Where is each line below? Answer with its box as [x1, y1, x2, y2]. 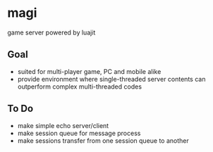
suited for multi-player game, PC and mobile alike [17, 67, 162, 75]
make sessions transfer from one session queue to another [17, 136, 189, 145]
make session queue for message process [17, 129, 141, 137]
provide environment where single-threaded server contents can [17, 75, 206, 83]
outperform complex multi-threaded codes [17, 82, 142, 91]
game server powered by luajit [7, 28, 96, 37]
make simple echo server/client [17, 121, 109, 129]
